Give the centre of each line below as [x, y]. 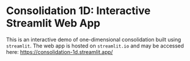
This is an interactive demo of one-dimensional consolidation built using [94, 39]
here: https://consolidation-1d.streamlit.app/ [60, 52]
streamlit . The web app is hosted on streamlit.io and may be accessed [95, 46]
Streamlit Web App [53, 23]
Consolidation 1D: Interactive [78, 11]
